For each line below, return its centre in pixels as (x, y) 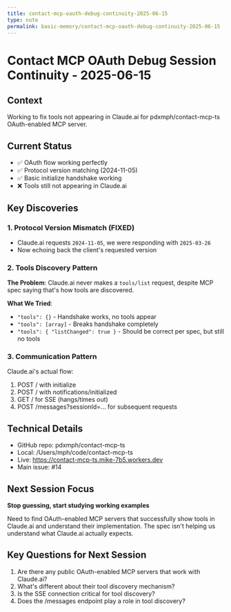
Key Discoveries (43, 208)
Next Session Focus (51, 489)
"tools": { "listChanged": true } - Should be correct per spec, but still (120, 331)
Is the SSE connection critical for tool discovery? (86, 593)
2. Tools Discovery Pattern (52, 267)
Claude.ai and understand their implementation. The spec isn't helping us (111, 526)
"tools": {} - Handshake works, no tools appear (87, 317)
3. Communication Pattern (52, 357)
